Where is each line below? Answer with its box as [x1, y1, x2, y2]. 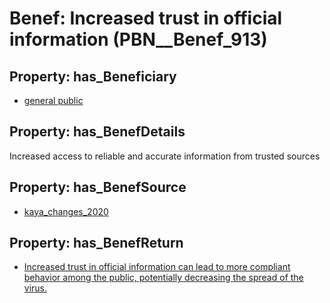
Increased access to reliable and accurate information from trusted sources [9, 150, 321, 162]
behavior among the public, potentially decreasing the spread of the [23, 272, 304, 284]
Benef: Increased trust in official [9, 7, 283, 30]
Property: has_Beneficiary [9, 68, 177, 85]
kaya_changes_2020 [23, 205, 109, 217]
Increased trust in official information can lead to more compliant [23, 261, 291, 273]
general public [23, 95, 84, 106]
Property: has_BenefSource [9, 179, 187, 196]
